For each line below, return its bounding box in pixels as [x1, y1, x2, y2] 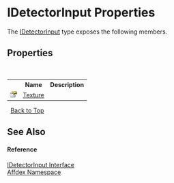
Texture [23, 90, 44, 99]
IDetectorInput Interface [7, 160, 75, 169]
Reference [7, 145, 38, 154]
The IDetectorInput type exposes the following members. [7, 27, 168, 36]
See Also [7, 126, 46, 138]
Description [50, 81, 84, 89]
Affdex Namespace [7, 168, 61, 176]
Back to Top [10, 106, 44, 114]
